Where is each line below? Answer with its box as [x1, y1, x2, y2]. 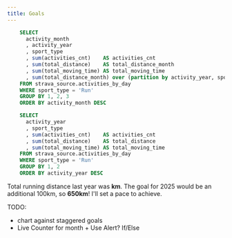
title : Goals [7, 10, 45, 17]
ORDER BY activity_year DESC [19, 170, 104, 177]
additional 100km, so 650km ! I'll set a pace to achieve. [7, 189, 162, 197]
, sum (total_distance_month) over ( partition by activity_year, [25, 74, 215, 81]
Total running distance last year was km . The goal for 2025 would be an [7, 182, 212, 190]
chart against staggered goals [17, 216, 103, 224]
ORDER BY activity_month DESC [19, 99, 107, 107]
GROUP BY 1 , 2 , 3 [19, 93, 70, 100]
